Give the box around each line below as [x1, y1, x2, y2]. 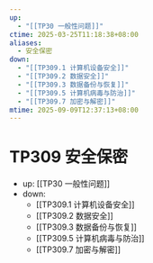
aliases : [9, 38, 42, 48]
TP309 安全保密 [9, 147, 129, 168]
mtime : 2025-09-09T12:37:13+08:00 [9, 105, 139, 114]
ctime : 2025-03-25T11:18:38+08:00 [9, 30, 139, 39]
